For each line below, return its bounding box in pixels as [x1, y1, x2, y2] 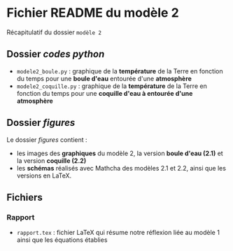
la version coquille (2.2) [16, 156, 87, 165]
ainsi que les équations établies [16, 236, 108, 244]
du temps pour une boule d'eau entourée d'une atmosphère [16, 74, 192, 83]
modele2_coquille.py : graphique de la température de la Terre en [16, 82, 207, 90]
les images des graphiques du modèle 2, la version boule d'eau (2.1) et [16, 149, 223, 157]
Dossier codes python [6, 48, 105, 60]
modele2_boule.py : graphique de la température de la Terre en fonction [16, 66, 223, 75]
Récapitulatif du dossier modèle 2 [6, 28, 102, 36]
